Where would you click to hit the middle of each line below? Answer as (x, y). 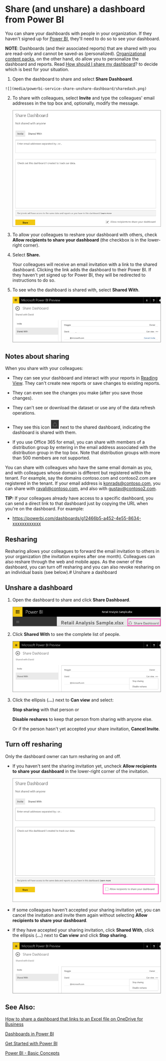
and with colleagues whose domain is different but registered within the (78, 473)
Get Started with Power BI (31, 1044)
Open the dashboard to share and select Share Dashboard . (73, 79)
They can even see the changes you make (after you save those (77, 393)
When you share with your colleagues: (44, 369)
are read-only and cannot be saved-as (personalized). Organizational (76, 54)
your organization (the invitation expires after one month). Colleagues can (80, 556)
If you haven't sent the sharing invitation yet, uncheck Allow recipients (84, 766)
